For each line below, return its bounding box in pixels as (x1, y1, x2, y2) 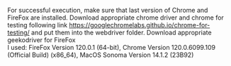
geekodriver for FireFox (7, 36, 76, 44)
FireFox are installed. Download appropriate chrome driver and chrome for (7, 13, 225, 22)
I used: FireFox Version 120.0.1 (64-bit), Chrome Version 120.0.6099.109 (7, 44, 216, 51)
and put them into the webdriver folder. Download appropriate (30, 28, 212, 37)
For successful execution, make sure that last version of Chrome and (7, 6, 208, 14)
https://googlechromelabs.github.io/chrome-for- (69, 21, 210, 29)
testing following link (7, 21, 68, 29)
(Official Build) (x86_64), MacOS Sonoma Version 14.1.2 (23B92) (7, 51, 194, 59)
